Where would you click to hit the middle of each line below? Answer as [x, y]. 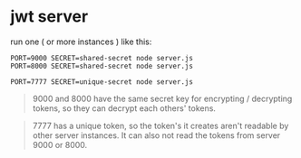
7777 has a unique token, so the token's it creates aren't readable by [160, 125]
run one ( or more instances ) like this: [81, 42]
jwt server [49, 17]
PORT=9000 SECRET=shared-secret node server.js [102, 58]
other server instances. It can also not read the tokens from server [156, 135]
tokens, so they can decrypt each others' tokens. [124, 108]
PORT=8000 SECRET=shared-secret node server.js [102, 66]
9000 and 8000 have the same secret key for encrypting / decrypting [162, 98]
